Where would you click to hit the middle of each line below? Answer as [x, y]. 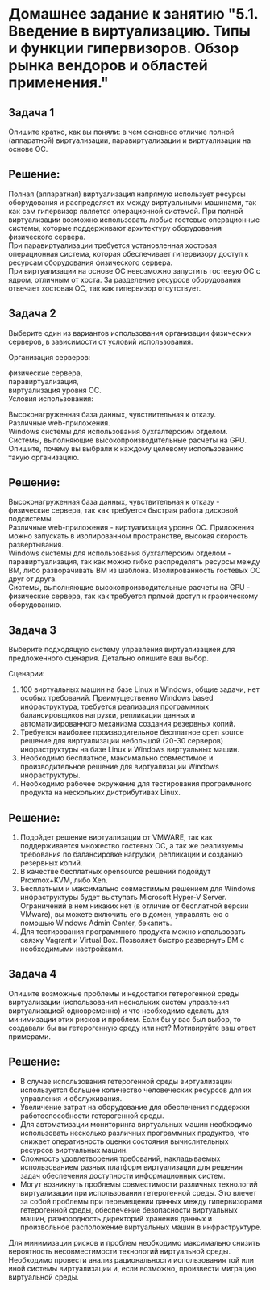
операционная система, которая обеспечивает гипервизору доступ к [129, 253]
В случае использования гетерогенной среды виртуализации [126, 1081]
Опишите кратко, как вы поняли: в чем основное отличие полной [121, 132]
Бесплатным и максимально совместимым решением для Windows [137, 889]
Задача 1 [31, 113]
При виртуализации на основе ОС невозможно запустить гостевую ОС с [134, 270]
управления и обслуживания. [71, 1098]
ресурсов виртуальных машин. [74, 1150]
